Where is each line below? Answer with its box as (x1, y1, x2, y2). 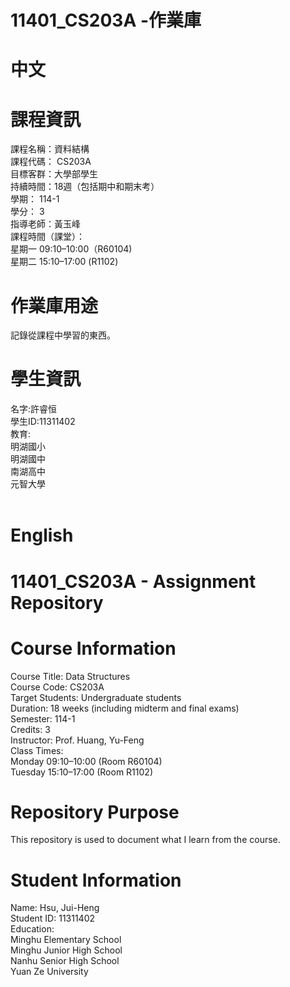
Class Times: (10, 744, 64, 756)
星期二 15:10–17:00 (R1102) (10, 256, 119, 268)
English (10, 524, 74, 547)
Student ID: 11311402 (10, 912, 96, 925)
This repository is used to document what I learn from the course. (10, 834, 281, 846)
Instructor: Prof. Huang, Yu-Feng (10, 734, 145, 746)
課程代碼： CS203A (10, 156, 92, 168)
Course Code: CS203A (10, 681, 105, 693)
